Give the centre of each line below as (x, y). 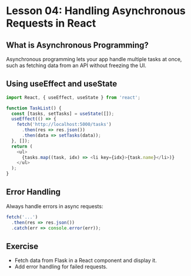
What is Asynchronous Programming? (77, 45)
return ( (22, 146)
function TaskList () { (34, 108)
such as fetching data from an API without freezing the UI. (76, 65)
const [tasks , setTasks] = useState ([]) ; (63, 114)
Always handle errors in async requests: (55, 206)
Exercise (22, 246)
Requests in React (51, 23)
